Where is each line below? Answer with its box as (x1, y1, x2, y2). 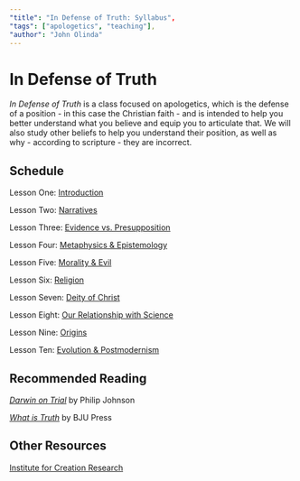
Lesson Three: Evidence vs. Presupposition (9, 222, 171, 233)
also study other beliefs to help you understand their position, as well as (9, 127, 277, 138)
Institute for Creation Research (9, 462, 124, 473)
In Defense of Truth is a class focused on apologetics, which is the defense (9, 98, 289, 109)
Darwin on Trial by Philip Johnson (9, 394, 136, 405)
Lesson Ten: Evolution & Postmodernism (9, 345, 160, 356)
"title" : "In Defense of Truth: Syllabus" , (9, 13, 176, 23)
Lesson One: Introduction (9, 187, 104, 199)
